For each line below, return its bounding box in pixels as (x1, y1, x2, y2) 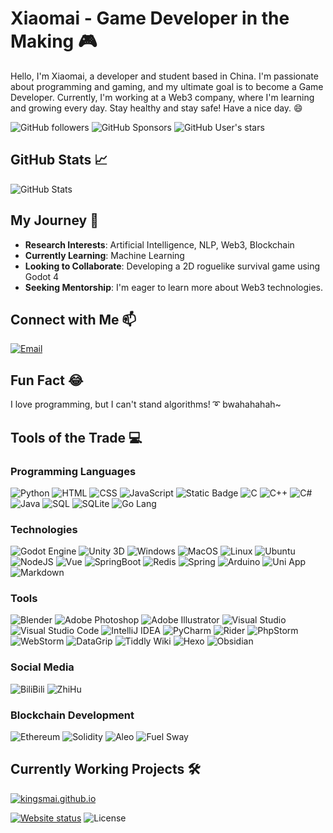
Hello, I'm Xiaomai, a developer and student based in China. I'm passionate (10, 70, 319, 82)
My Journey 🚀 (10, 212, 99, 229)
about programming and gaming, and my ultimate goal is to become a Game (10, 80, 324, 92)
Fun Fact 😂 (10, 372, 84, 389)
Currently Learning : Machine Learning (24, 249, 185, 261)
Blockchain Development (10, 708, 135, 722)
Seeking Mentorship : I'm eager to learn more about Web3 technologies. (24, 281, 323, 293)
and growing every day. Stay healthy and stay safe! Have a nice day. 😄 (10, 102, 303, 114)
